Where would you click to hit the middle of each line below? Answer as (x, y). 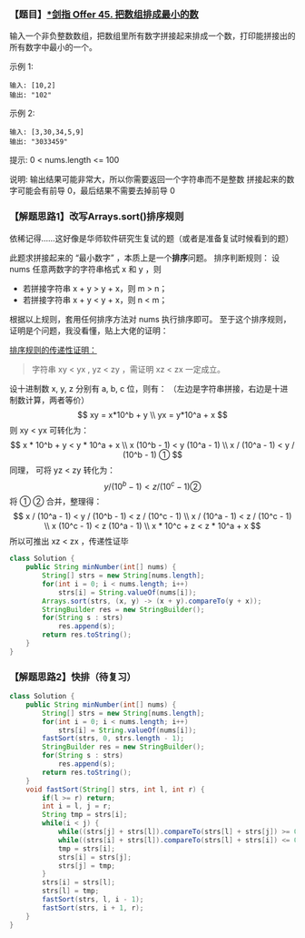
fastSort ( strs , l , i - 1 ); (93, 900)
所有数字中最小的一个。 (53, 47)
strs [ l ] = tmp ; (71, 891)
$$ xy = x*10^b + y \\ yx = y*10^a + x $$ (152, 414)
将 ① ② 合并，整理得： (56, 502)
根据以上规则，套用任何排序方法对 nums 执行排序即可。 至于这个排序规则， (151, 319)
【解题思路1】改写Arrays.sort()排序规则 (97, 217)
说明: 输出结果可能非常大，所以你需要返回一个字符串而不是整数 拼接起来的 (148, 179)
